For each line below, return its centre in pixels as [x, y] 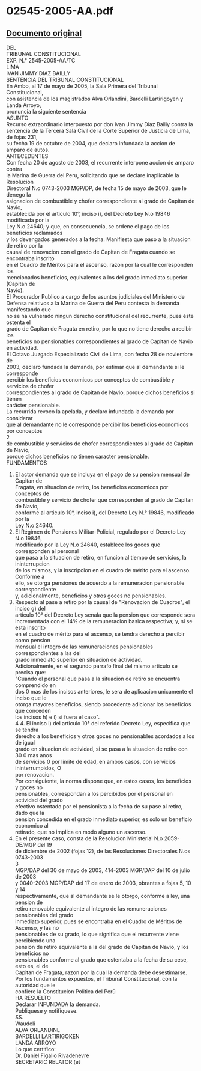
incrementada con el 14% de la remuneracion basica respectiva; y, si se [103, 621]
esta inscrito [30, 627]
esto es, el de [31, 966]
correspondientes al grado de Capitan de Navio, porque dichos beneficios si [100, 392]
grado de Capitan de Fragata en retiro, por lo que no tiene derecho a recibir [99, 328]
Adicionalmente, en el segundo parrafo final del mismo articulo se [96, 666]
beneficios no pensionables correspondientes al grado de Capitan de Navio [100, 341]
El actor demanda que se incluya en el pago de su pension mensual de [102, 474]
